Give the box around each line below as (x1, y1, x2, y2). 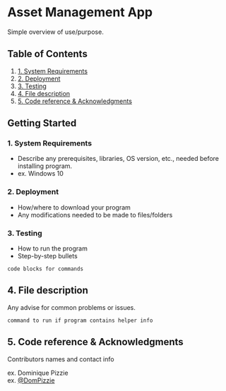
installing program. (17, 162, 73, 170)
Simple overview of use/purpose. (7, 28, 104, 36)
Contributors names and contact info (7, 354, 114, 363)
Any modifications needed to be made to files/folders (17, 210, 173, 219)
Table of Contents (7, 48, 88, 60)
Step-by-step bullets (17, 252, 78, 260)
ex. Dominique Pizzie (7, 368, 69, 377)
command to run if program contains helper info (7, 317, 153, 324)
